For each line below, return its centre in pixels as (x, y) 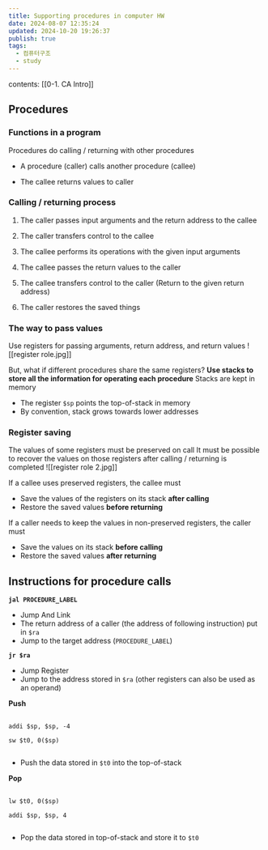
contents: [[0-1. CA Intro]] (51, 84)
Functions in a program (55, 133)
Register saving (40, 432)
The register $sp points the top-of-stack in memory (105, 403)
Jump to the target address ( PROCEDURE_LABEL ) (96, 641)
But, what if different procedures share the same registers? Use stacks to (131, 370)
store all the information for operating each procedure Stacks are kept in (132, 379)
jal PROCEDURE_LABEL (43, 600)
